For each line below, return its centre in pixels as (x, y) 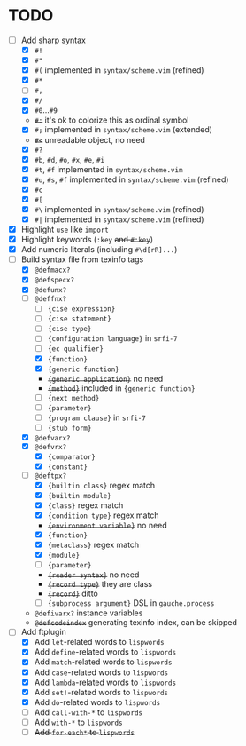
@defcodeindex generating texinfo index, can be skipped (136, 623)
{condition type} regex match (103, 515)
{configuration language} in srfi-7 (112, 338)
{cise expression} (81, 309)
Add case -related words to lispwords (101, 672)
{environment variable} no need (107, 525)
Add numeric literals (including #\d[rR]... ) (99, 250)
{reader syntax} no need (93, 575)
